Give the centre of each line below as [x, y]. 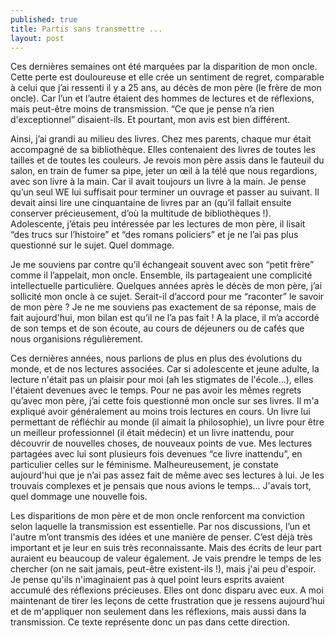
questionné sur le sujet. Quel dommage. [92, 245]
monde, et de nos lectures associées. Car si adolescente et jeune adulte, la [165, 369]
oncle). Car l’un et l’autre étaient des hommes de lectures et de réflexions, [162, 98]
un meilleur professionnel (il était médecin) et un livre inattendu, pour [152, 433]
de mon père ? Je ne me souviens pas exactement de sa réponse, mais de [163, 307]
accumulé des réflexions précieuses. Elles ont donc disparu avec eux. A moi [167, 590]
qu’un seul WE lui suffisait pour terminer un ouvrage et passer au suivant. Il [165, 192]
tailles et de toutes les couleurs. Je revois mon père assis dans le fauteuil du [167, 160]
